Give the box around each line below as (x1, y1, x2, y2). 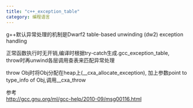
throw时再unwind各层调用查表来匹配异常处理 (6, 57, 115, 64)
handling (6, 37, 28, 44)
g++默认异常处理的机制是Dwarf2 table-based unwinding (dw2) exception (6, 30, 184, 38)
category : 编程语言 (6, 14, 50, 20)
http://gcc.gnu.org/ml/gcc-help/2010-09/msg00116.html (6, 95, 142, 102)
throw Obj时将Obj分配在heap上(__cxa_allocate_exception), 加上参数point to (6, 69, 187, 76)
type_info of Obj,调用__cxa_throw (6, 76, 86, 83)
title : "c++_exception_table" (6, 8, 80, 15)
